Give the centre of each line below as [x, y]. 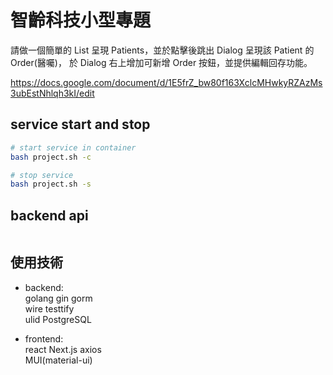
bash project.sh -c [51, 157]
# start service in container [73, 147]
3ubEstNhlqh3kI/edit [52, 93]
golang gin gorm [58, 298]
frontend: [44, 338]
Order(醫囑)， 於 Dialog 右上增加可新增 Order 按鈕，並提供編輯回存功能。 [161, 62]
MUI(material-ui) [58, 360]
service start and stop [80, 124]
